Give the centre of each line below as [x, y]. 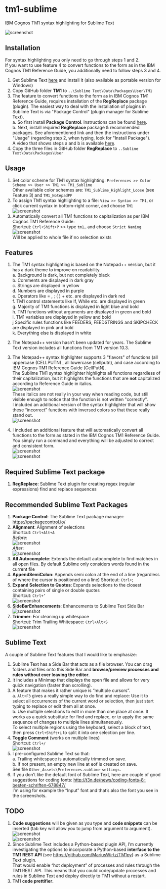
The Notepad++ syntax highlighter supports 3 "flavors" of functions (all [85, 357]
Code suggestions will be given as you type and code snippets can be [85, 823]
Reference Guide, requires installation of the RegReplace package [80, 101]
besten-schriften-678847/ [39, 785]
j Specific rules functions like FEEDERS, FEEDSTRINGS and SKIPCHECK [85, 322]
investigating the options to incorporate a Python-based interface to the [86, 849]
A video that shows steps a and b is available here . [64, 143]
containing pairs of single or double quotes [56, 590]
